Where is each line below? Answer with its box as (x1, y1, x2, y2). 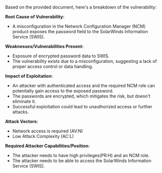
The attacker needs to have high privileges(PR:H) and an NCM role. (12, 153, 150, 158)
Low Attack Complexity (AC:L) (12, 133, 74, 139)
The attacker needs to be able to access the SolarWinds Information (12, 158, 152, 164)
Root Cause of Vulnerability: (5, 14, 65, 19)
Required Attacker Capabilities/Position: (5, 143, 90, 149)
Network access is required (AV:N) (12, 128, 83, 134)
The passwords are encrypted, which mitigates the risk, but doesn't (12, 93, 151, 99)
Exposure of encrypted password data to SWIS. (12, 53, 110, 59)
